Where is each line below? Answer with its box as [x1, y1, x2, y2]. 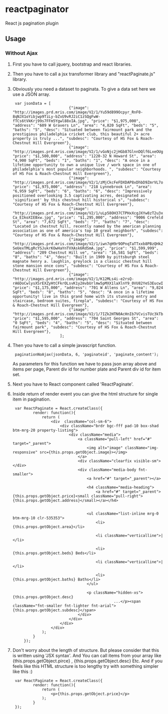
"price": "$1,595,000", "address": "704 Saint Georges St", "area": [12, 316, 159, 321]
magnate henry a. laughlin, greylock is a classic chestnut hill [12, 259, 152, 264]
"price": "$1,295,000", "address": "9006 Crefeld [57, 215, 163, 220]
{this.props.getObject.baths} [12, 577, 76, 582]
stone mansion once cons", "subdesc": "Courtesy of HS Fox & [12, 263, 143, 268]
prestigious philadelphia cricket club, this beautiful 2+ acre [12, 131, 150, 136]
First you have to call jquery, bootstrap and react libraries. [12, 61, 132, 67]
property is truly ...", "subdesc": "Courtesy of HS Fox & [12, 136, 139, 141]
